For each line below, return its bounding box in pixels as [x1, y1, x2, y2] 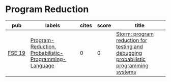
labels [45, 22, 61, 29]
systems [116, 68, 136, 75]
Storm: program [116, 30, 154, 37]
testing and [116, 43, 144, 50]
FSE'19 [8, 49, 25, 56]
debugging [116, 49, 142, 56]
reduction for [116, 36, 148, 44]
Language [30, 62, 54, 69]
